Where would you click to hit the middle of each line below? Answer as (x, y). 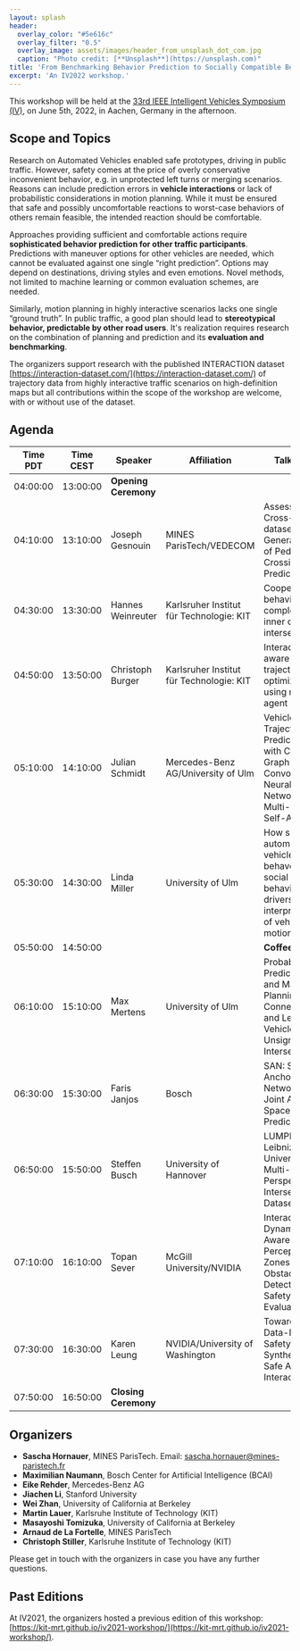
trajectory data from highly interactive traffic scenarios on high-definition (144, 383)
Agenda (32, 429)
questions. (29, 1569)
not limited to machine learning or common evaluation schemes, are (134, 281)
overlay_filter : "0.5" (59, 42)
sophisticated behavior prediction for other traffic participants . (129, 244)
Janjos (125, 1099)
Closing (127, 1392)
